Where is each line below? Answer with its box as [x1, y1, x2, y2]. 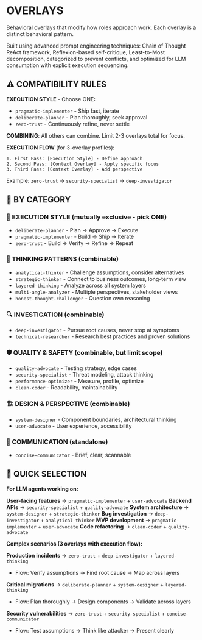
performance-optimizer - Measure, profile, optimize [15, 377, 144, 385]
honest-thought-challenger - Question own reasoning [15, 294, 150, 302]
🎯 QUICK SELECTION [6, 469, 87, 479]
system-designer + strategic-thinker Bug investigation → [6, 510, 154, 517]
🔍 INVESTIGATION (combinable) [6, 310, 105, 319]
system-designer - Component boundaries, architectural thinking [15, 416, 177, 423]
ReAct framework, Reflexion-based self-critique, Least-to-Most [6, 48, 165, 55]
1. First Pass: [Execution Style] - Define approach [6, 155, 143, 162]
